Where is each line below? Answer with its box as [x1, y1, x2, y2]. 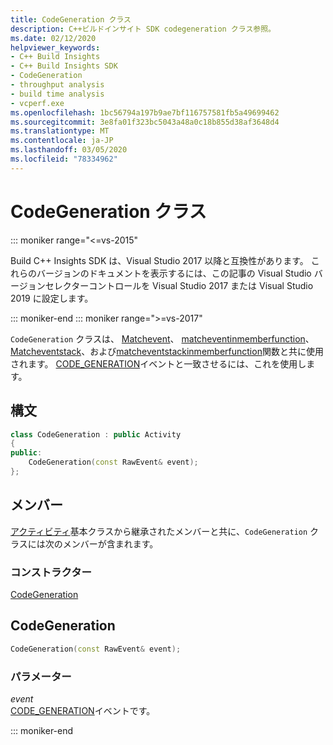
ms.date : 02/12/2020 [10, 33, 97, 43]
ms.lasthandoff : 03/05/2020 [10, 145, 128, 155]
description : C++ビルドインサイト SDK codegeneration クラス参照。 [10, 24, 276, 34]
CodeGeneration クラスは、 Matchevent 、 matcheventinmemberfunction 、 [10, 332, 315, 345]
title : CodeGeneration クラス [10, 14, 132, 25]
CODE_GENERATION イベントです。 [10, 704, 156, 716]
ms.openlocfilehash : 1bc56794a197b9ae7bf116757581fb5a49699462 [10, 107, 280, 118]
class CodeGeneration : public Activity [10, 429, 182, 440]
